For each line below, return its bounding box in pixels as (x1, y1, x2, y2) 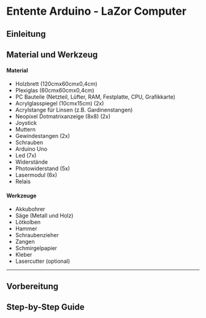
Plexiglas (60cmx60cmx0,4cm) (15, 87, 95, 94)
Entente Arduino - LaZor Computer (6, 4, 187, 18)
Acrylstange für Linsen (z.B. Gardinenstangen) (15, 106, 133, 114)
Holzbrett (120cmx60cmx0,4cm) (15, 80, 98, 88)
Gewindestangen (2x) (15, 132, 71, 140)
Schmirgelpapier (15, 244, 57, 252)
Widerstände (15, 158, 48, 166)
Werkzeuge (6, 192, 37, 199)
